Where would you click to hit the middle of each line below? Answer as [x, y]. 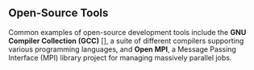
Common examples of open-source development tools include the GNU [127, 32]
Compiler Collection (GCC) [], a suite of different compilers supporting [126, 41]
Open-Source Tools [58, 13]
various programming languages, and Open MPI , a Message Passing [122, 49]
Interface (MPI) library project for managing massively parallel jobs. [120, 57]
